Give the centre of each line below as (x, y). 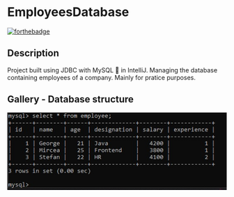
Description (33, 53)
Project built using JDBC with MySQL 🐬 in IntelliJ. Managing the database (112, 70)
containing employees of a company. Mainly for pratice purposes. (102, 77)
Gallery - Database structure (71, 99)
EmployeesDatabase (68, 12)
